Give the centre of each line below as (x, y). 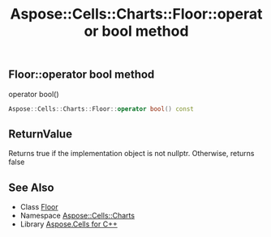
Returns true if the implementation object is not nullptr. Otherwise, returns (131, 154)
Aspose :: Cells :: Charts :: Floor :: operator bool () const (101, 109)
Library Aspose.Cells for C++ (69, 224)
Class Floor (39, 207)
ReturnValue (41, 134)
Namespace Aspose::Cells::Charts (77, 216)
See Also (31, 187)
